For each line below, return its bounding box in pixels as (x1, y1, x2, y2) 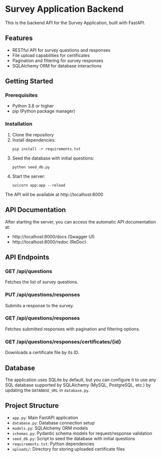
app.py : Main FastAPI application (12, 415, 79, 421)
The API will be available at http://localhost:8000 (5, 191, 104, 197)
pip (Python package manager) (12, 108, 76, 114)
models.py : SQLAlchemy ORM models (12, 425, 88, 431)
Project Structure (5, 401, 59, 410)
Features (5, 34, 33, 42)
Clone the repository (12, 131, 54, 137)
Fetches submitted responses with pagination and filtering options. (5, 326, 140, 332)
